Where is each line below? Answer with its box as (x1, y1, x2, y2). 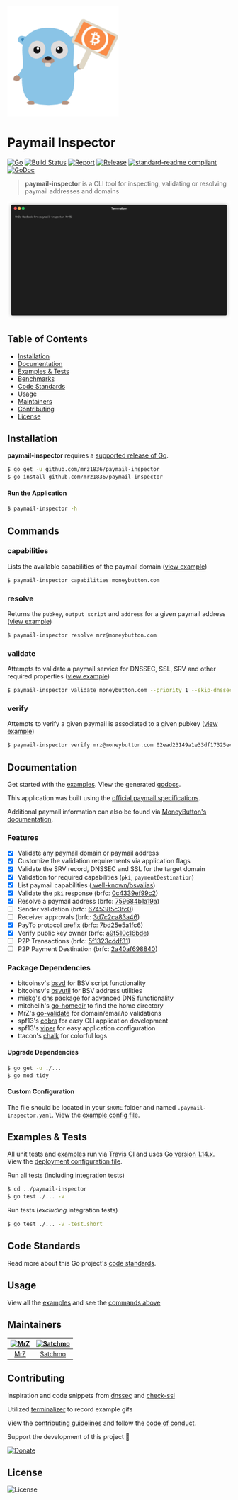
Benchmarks (17, 374, 55, 383)
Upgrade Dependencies (7, 1048, 79, 1057)
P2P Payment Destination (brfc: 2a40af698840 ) (17, 945, 158, 953)
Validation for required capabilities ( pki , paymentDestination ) (17, 873, 195, 881)
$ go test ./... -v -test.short (7, 1220, 103, 1228)
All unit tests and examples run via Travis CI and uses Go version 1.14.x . (7, 1149, 215, 1159)
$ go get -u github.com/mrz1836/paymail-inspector (7, 466, 160, 473)
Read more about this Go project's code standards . (7, 1258, 157, 1267)
